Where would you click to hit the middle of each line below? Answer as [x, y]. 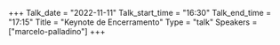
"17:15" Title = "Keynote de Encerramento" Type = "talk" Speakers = [133, 22]
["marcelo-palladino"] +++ [57, 31]
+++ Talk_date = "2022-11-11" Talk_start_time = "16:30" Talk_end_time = [140, 13]
